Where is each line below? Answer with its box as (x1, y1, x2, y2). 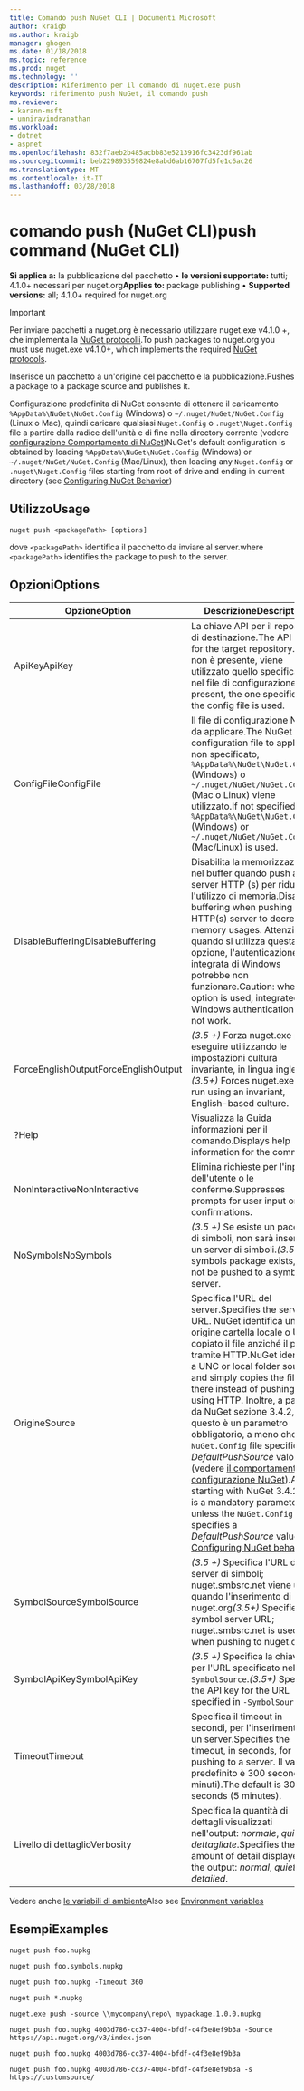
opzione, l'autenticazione (191, 946, 299, 958)
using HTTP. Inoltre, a (191, 1394, 283, 1406)
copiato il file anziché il (191, 1337, 289, 1349)
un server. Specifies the (191, 1733, 290, 1746)
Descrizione (203, 604, 258, 617)
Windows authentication (191, 1003, 294, 1016)
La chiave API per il (191, 619, 273, 632)
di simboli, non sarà (191, 1231, 274, 1244)
